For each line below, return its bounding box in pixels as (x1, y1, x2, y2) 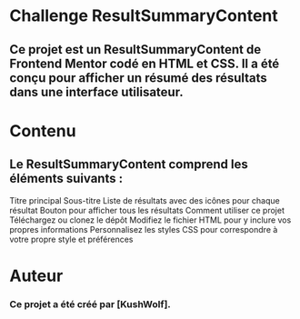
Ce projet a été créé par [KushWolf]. (9, 297, 171, 310)
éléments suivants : (9, 171, 124, 186)
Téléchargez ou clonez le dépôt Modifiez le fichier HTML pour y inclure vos (9, 214, 292, 225)
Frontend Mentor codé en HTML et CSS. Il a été (9, 55, 280, 71)
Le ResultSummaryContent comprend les (9, 156, 248, 173)
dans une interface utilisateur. (9, 84, 184, 100)
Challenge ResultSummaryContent (9, 5, 279, 26)
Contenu (9, 120, 76, 141)
